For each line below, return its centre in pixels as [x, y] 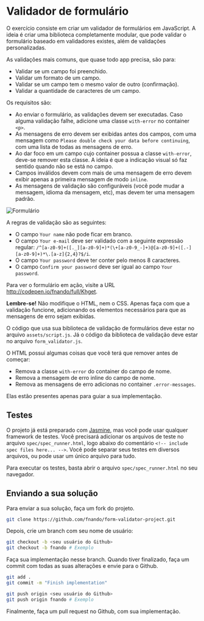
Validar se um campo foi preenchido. [61, 71]
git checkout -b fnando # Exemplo [50, 548]
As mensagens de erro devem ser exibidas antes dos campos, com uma [106, 134]
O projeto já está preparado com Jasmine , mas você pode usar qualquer [97, 430]
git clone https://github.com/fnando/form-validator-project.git [91, 519]
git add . [19, 577]
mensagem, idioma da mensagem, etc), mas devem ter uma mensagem [105, 192]
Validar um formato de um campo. [58, 78]
